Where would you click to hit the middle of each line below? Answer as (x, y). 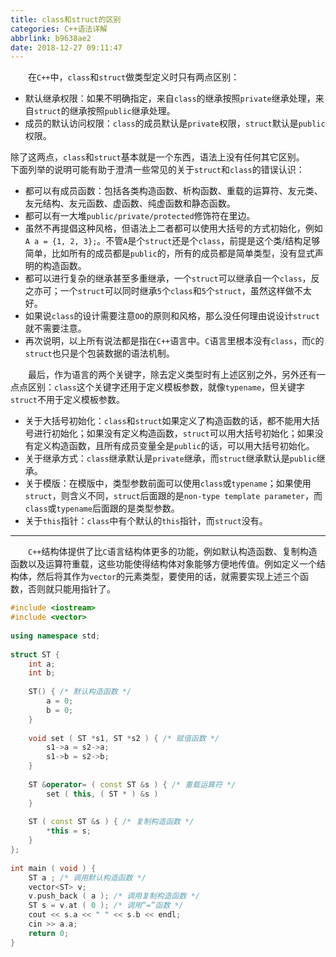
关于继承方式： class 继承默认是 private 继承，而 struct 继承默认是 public (170, 458)
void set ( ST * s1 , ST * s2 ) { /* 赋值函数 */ (124, 738)
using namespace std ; (55, 636)
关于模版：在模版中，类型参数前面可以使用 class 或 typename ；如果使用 (168, 483)
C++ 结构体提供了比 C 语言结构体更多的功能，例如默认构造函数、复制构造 (173, 552)
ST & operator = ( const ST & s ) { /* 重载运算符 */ (132, 784)
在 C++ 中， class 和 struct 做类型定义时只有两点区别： (134, 77)
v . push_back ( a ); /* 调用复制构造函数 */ (114, 896)
